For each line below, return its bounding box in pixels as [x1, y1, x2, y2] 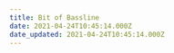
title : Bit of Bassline [9, 13, 100, 22]
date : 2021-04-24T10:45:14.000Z [9, 22, 132, 31]
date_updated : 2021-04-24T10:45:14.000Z [9, 30, 166, 39]
